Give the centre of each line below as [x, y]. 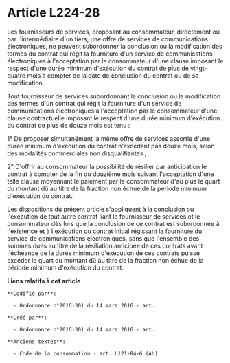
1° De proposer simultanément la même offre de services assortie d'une [109, 138]
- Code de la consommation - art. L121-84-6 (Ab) [85, 353]
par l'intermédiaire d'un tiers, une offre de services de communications [107, 38]
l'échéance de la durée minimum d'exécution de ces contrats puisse [104, 253]
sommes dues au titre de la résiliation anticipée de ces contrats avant [105, 245]
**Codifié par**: [32, 294]
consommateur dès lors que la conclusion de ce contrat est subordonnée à [113, 223]
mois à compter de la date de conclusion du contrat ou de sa [113, 75]
